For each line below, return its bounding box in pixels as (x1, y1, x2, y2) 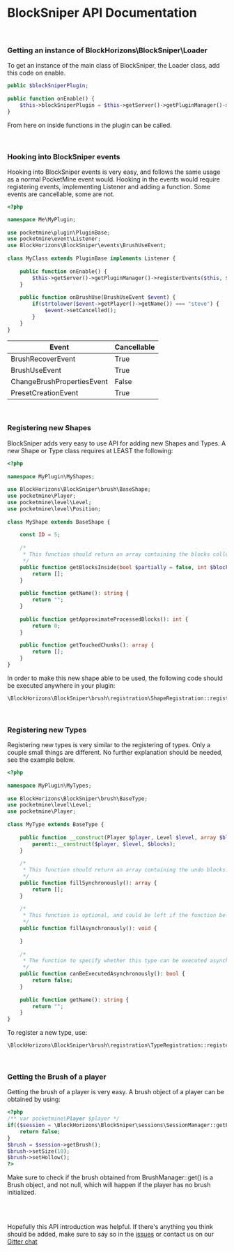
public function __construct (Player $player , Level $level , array (19, 834, 217, 841)
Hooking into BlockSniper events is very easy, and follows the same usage (7, 168, 221, 176)
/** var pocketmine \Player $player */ (7, 1115, 120, 1122)
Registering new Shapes (7, 423, 92, 433)
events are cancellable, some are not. (7, 190, 115, 198)
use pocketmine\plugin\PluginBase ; (7, 229, 111, 236)
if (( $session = (7, 1122, 52, 1129)
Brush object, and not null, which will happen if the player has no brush (7, 1181, 211, 1189)
